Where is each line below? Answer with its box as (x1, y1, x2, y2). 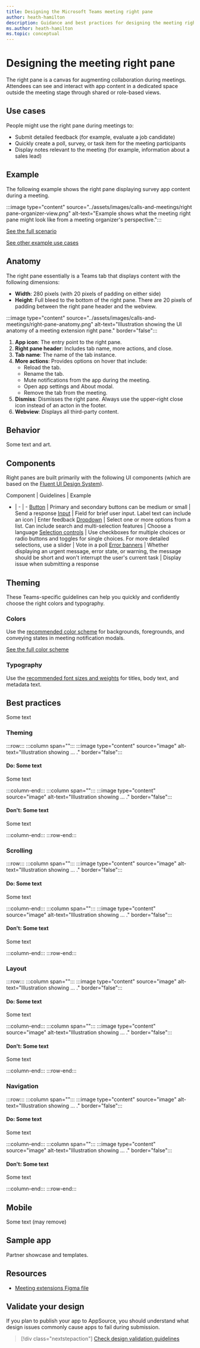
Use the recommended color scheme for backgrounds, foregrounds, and (6, 628, 185, 635)
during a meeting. (6, 192, 49, 199)
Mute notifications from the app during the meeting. (23, 376, 151, 383)
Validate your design (6, 1302, 85, 1312)
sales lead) (14, 152, 42, 160)
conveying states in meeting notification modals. (6, 635, 125, 642)
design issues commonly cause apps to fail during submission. (6, 1324, 160, 1331)
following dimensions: (6, 278, 60, 286)
